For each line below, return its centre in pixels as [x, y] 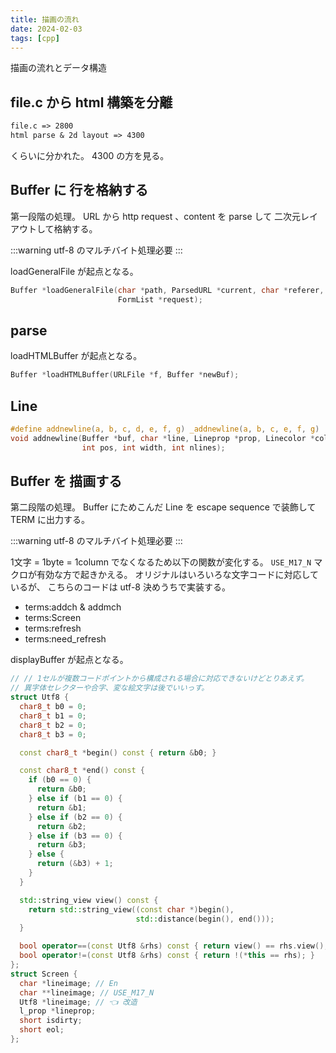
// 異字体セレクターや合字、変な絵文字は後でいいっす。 [110, 688]
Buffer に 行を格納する [79, 190]
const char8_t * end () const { [82, 771]
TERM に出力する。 [50, 520]
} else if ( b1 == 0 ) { [75, 799]
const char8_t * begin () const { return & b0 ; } [118, 752]
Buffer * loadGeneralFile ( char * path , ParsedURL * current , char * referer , [167, 290]
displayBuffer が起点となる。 [69, 660]
